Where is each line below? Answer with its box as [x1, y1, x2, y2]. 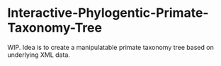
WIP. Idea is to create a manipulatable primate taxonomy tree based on [7, 43, 214, 51]
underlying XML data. [7, 51, 71, 59]
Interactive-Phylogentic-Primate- [7, 5, 209, 21]
